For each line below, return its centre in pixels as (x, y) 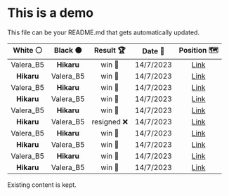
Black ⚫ (68, 50)
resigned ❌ (110, 122)
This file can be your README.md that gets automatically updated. (104, 32)
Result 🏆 (110, 50)
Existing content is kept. (42, 185)
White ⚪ (28, 50)
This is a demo (50, 13)
